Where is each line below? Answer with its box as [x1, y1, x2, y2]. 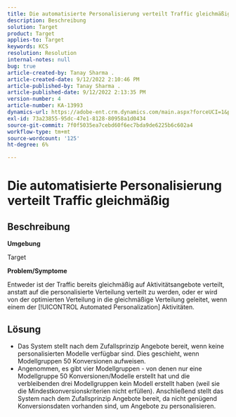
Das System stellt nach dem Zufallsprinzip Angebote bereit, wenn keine [17, 342, 225, 350]
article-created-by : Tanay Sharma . [7, 69, 114, 76]
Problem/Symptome [7, 267, 68, 275]
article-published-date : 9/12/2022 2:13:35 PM [7, 89, 146, 96]
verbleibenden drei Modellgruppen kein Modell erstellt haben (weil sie [17, 379, 220, 387]
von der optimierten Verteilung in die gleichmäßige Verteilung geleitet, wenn [7, 295, 228, 304]
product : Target [7, 30, 55, 37]
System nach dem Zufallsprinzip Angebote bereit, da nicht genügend [17, 394, 218, 402]
